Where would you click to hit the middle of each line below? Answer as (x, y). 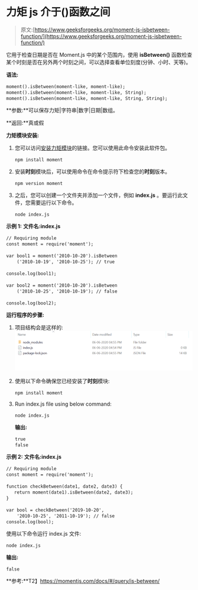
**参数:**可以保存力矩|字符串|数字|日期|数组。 (62, 110)
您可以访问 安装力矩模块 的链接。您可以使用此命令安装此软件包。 (92, 148)
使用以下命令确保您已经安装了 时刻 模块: (62, 381)
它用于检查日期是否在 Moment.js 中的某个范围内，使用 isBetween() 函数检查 (99, 54)
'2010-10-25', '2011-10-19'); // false (66, 516)
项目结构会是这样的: (39, 327)
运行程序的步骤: (25, 315)
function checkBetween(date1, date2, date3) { (64, 486)
